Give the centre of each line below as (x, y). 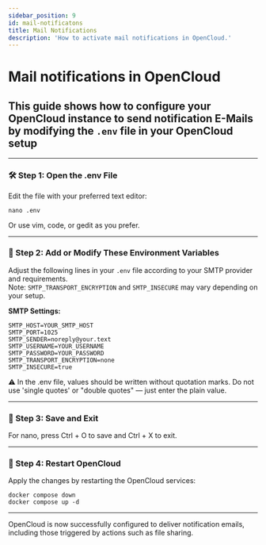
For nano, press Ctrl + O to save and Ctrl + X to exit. (93, 436)
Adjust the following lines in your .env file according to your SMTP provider (131, 270)
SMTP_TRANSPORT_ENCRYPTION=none (61, 360)
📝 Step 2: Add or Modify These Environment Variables (114, 253)
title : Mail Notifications (53, 30)
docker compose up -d (44, 502)
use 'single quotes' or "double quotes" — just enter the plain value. (118, 390)
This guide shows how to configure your (110, 106)
